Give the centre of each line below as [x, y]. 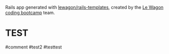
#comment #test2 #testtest [34, 47]
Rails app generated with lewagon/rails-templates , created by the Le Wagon [84, 7]
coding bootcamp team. [30, 13]
